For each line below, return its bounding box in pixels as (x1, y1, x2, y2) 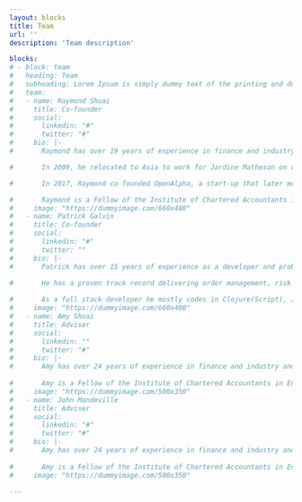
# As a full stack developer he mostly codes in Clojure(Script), (9, 295, 288, 304)
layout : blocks (9, 13, 67, 22)
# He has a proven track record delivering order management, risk (9, 278, 292, 288)
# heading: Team (9, 71, 78, 81)
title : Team (9, 22, 54, 31)
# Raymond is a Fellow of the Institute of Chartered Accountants (9, 195, 288, 204)
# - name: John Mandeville (9, 395, 119, 405)
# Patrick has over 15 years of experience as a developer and (9, 262, 276, 271)
